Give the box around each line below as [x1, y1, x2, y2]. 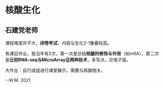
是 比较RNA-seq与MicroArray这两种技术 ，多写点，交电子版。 [5, 57, 131, 63]
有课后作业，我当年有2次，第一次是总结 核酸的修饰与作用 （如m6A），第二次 [5, 51, 159, 56]
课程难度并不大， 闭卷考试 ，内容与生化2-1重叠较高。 [5, 40, 112, 46]
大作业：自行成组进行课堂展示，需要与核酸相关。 [5, 68, 105, 73]
